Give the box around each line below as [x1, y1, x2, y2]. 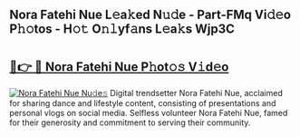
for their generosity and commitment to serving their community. [9, 117, 251, 128]
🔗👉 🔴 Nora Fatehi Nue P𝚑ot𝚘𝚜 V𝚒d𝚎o [9, 59, 229, 74]
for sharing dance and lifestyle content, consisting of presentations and [9, 98, 276, 108]
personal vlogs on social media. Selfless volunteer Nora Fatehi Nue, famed [9, 108, 288, 118]
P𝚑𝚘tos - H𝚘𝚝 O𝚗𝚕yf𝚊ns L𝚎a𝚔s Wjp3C [9, 22, 236, 37]
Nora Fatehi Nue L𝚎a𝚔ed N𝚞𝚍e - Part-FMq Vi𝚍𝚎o [9, 7, 292, 23]
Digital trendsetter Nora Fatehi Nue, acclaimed [110, 88, 283, 98]
